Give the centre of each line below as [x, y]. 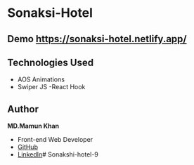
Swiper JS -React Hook [51, 87]
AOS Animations [41, 79]
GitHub [28, 147]
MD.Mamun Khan [33, 126]
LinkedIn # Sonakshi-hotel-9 [58, 154]
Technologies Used [50, 62]
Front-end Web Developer [55, 140]
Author [23, 109]
